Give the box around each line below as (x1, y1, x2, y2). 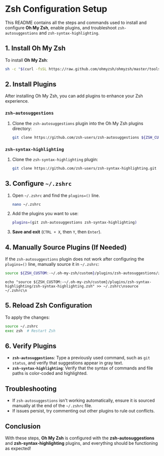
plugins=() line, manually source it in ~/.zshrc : (5, 261, 99, 267)
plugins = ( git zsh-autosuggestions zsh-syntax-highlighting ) (12, 220, 137, 225)
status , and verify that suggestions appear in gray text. (12, 360, 123, 366)
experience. (5, 98, 29, 104)
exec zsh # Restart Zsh (5, 328, 56, 333)
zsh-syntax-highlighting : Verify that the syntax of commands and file (12, 365, 153, 371)
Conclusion (5, 422, 41, 431)
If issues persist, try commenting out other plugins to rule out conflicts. (12, 408, 155, 414)
